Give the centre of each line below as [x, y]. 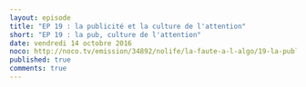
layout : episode [40, 18]
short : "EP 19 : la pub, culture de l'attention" [106, 34]
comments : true [38, 69]
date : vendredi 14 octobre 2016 [71, 43]
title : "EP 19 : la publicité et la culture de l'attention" [128, 26]
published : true [40, 60]
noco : [20, 52]
